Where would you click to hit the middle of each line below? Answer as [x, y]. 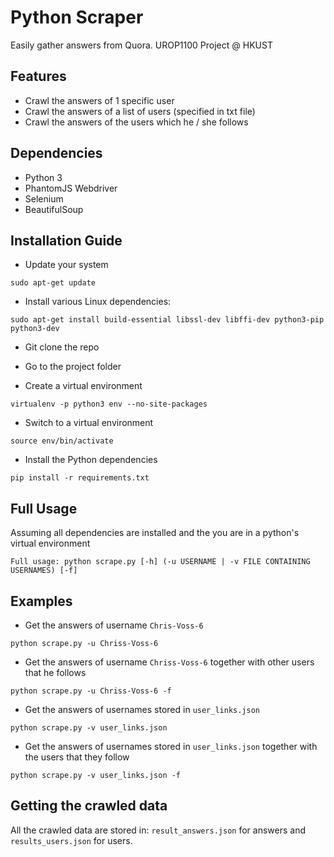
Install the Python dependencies [91, 460]
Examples [41, 601]
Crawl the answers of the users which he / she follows [136, 122]
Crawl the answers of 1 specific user [99, 100]
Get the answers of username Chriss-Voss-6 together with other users [169, 662]
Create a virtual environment [83, 386]
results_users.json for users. [71, 840]
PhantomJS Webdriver [71, 188]
